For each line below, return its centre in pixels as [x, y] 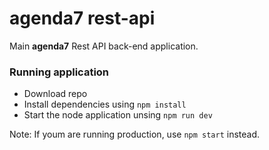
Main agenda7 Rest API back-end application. [104, 46]
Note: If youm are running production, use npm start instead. [135, 134]
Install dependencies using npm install [105, 104]
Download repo [55, 94]
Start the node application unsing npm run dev [118, 115]
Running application [59, 72]
